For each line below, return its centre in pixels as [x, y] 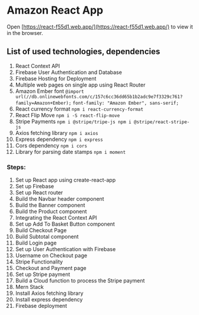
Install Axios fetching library [49, 293]
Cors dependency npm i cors [51, 145]
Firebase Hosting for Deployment [56, 78]
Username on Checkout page [51, 256]
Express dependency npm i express [59, 139]
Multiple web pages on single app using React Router [80, 85]
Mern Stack [29, 287]
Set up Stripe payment [43, 274]
